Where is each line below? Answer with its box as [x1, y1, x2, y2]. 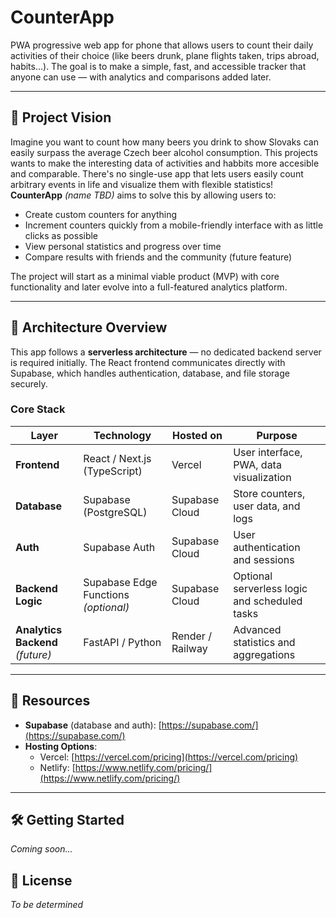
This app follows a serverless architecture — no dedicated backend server [10, 346, 322, 358]
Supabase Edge [83, 575, 158, 589]
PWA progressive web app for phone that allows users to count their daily [10, 39, 314, 51]
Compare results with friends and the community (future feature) [24, 251, 293, 263]
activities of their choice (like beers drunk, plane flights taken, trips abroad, [10, 49, 320, 61]
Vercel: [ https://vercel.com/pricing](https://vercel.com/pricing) [39, 751, 299, 763]
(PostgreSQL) [83, 505, 148, 519]
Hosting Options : [24, 740, 98, 752]
